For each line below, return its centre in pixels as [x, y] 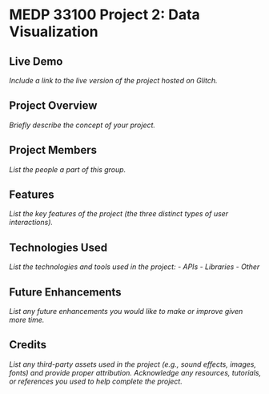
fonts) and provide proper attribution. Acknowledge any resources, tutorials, [135, 372]
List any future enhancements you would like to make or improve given [126, 312]
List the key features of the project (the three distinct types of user [119, 214]
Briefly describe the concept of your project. [82, 125]
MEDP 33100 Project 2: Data [105, 15]
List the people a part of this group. [68, 169]
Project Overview [53, 106]
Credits [28, 345]
